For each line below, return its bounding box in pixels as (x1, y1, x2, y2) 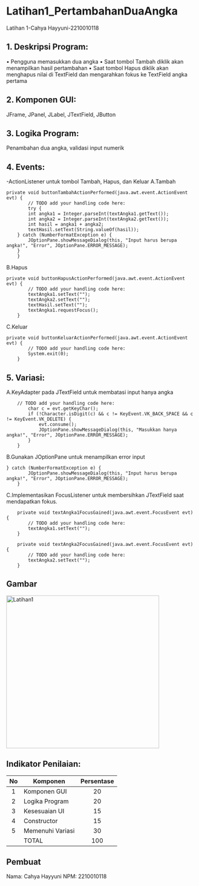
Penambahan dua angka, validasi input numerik (6, 144, 125, 152)
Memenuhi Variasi (24, 826, 75, 835)
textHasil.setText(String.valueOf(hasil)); (28, 227, 139, 233)
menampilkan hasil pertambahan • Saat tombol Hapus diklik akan (6, 64, 169, 71)
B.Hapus (6, 264, 28, 271)
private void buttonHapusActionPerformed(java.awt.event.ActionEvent (6, 275, 186, 282)
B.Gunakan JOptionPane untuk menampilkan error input (6, 453, 145, 461)
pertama (6, 77, 27, 84)
